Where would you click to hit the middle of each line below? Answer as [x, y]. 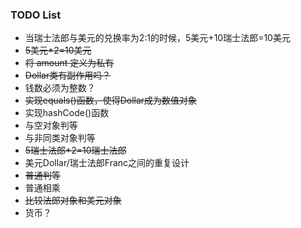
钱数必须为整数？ [60, 88]
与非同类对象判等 [60, 138]
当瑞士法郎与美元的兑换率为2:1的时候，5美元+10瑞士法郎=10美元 [157, 38]
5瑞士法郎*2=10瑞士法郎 [75, 150]
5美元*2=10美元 [58, 50]
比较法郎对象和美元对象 [73, 200]
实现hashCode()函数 [67, 113]
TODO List [36, 15]
